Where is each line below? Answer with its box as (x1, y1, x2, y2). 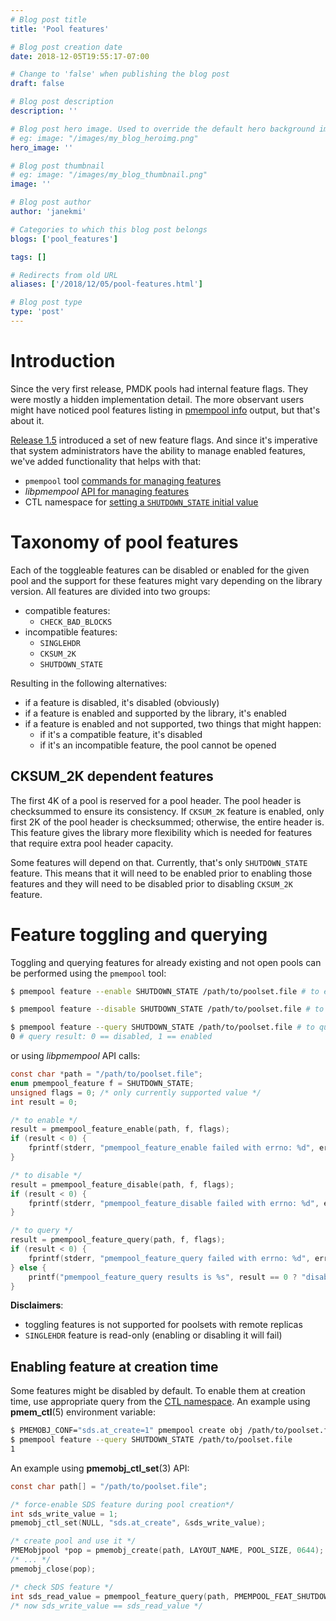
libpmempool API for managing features (24, 485, 190, 497)
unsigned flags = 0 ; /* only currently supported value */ (10, 1087, 262, 1098)
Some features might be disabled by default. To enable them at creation (10, 1385, 306, 1397)
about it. (10, 414, 45, 426)
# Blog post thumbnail (10, 161, 105, 171)
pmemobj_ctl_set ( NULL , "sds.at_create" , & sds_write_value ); (10, 1518, 267, 1528)
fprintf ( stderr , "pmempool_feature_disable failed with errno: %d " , (28, 1198, 320, 1208)
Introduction (10, 350, 116, 373)
